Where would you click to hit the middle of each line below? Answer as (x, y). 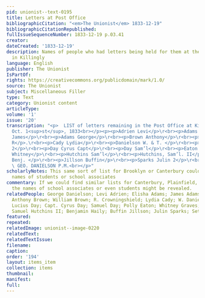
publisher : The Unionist (38, 69)
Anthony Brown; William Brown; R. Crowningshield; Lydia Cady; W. (98, 199)
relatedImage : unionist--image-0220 (53, 228)
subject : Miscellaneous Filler (46, 92)
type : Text (20, 97)
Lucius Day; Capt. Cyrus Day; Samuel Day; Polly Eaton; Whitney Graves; (106, 206)
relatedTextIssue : (30, 239)
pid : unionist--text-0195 (39, 12)
